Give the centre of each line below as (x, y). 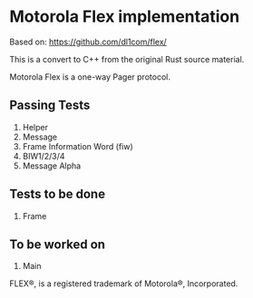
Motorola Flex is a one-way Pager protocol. (90, 77)
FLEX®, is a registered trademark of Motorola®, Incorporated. (124, 284)
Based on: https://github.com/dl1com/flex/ (88, 42)
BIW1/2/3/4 (44, 156)
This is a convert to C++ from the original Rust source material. (127, 59)
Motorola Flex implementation (125, 17)
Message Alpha (52, 166)
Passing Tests (50, 106)
